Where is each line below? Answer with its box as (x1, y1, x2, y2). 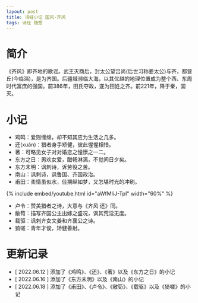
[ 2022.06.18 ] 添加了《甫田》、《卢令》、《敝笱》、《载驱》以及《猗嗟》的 (14, 283, 186, 291)
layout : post (6, 8, 39, 15)
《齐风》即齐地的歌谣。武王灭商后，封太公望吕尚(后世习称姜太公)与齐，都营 (6, 68, 193, 75)
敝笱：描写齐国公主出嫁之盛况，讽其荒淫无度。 (14, 210, 130, 217)
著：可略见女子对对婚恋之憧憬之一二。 (14, 149, 109, 156)
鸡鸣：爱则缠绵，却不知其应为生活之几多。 (14, 134, 120, 141)
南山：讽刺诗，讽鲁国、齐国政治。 (14, 171, 99, 178)
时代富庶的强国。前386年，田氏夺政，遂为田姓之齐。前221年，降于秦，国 (6, 82, 186, 90)
